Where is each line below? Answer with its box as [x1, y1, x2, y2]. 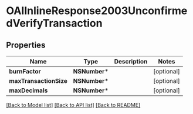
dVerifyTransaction [6, 16, 103, 30]
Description [114, 58, 148, 65]
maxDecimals [9, 86, 48, 95]
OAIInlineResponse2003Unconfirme [6, 4, 188, 18]
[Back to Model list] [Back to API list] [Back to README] [6, 102, 141, 108]
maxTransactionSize [9, 77, 67, 85]
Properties [6, 40, 46, 50]
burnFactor [9, 68, 41, 75]
